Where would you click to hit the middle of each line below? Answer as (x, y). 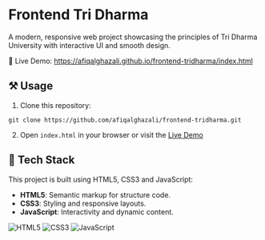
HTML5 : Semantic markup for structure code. (95, 194)
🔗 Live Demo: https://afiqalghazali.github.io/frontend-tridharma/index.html (131, 61)
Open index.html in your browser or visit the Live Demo (112, 134)
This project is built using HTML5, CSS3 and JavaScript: (101, 179)
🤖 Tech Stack (42, 160)
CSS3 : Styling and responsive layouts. (83, 203)
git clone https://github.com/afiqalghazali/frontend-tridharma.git (125, 120)
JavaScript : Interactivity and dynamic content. (96, 212)
